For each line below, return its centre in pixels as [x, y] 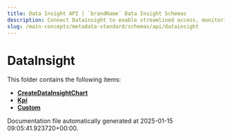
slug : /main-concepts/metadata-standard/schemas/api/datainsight [103, 26]
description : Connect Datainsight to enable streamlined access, [103, 20]
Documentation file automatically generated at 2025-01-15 [90, 121]
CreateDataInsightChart [52, 93]
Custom [29, 108]
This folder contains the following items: [64, 79]
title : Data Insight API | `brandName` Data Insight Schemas [97, 13]
